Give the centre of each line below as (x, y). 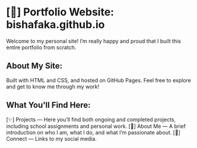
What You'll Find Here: (48, 105)
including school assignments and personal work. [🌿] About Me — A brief (96, 126)
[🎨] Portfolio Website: (60, 12)
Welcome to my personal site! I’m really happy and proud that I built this (93, 41)
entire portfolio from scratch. (41, 47)
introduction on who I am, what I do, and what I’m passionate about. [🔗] (93, 132)
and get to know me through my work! (53, 86)
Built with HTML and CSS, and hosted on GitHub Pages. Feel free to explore (99, 80)
